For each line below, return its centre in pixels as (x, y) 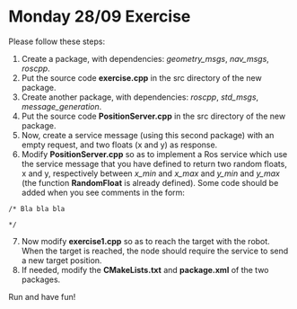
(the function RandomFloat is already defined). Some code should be (150, 182)
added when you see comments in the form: (103, 192)
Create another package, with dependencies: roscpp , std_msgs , (140, 97)
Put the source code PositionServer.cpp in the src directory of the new (153, 116)
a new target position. (61, 260)
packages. (41, 279)
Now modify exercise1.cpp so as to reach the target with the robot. (145, 241)
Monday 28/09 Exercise (100, 17)
